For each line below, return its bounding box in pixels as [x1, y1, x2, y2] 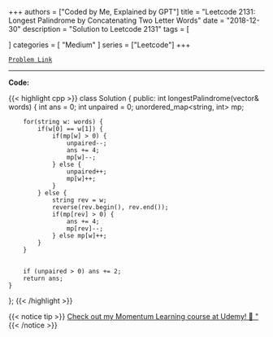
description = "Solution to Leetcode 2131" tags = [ [22, 24, 189, 33]
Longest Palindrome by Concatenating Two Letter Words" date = [8, 15, 225, 25]
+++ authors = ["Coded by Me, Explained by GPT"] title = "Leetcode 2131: [8, 7, 256, 16]
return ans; [23, 274, 63, 282]
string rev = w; [51, 196, 107, 204]
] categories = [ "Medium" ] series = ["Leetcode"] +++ [8, 40, 191, 50]
